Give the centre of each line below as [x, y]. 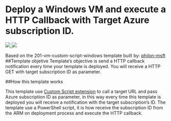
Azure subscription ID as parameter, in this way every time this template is [83, 97]
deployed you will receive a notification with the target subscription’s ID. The [86, 102]
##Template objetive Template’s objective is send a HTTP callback [75, 61]
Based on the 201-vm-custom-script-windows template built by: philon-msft [86, 55]
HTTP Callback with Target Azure [77, 20]
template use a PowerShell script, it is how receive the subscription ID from [84, 107]
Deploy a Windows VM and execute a [86, 9]
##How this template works [34, 81]
